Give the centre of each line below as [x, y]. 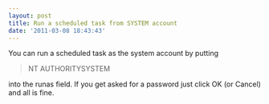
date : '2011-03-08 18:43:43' [57, 30]
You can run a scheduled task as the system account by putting [114, 54]
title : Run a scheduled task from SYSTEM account [93, 23]
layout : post [30, 16]
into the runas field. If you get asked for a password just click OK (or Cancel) [134, 84]
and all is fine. [31, 93]
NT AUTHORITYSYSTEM [69, 69]
